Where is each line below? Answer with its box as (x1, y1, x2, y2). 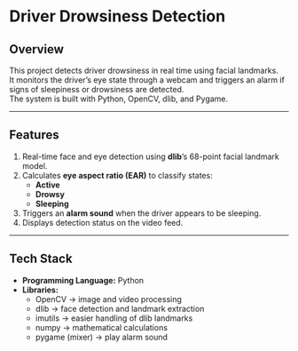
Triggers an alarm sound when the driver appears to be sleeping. (21, 207, 262, 219)
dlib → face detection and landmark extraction (35, 303, 205, 314)
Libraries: (21, 284, 59, 295)
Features (9, 127, 59, 143)
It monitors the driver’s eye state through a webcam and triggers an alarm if (9, 75, 286, 85)
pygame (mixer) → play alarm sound (35, 331, 169, 342)
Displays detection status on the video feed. (21, 217, 184, 227)
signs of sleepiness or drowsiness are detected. (9, 84, 184, 94)
